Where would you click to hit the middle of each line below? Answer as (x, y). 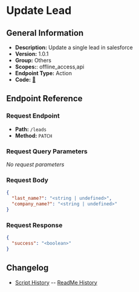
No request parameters (35, 164)
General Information (45, 33)
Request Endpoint (33, 116)
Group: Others (33, 60)
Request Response (34, 225)
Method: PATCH (34, 135)
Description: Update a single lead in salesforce (74, 47)
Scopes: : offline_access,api (50, 67)
